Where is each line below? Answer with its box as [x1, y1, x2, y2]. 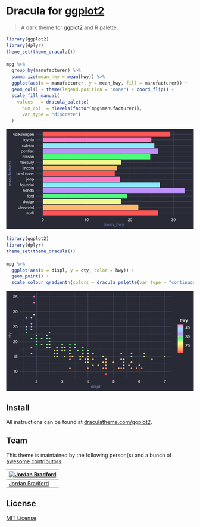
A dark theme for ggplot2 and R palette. [20, 24, 118, 31]
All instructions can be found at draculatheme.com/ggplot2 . [6, 418, 153, 425]
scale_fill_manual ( [11, 92, 60, 99]
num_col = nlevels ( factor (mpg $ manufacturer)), [21, 105, 143, 111]
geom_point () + [11, 273, 49, 279]
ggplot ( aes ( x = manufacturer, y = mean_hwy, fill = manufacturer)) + [11, 80, 187, 86]
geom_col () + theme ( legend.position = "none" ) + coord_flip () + [11, 86, 174, 92]
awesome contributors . [6, 457, 63, 465]
